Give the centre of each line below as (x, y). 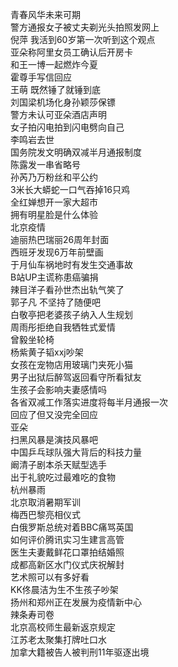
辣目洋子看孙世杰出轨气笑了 (67, 289)
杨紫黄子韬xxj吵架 (47, 352)
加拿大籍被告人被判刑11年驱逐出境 (80, 652)
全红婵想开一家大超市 (54, 202)
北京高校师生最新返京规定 (63, 627)
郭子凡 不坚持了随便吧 (55, 302)
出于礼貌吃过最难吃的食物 (63, 477)
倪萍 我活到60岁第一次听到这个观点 (83, 39)
